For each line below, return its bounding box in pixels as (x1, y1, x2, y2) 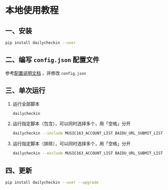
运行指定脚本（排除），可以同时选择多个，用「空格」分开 (12, 141, 131, 147)
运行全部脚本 (12, 101, 40, 107)
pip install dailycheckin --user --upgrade (5, 180, 99, 185)
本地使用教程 (5, 5, 59, 16)
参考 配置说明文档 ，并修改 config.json (5, 70, 86, 76)
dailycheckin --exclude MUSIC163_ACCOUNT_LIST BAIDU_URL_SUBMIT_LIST (12, 151, 163, 156)
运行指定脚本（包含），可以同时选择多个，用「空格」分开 (12, 120, 131, 127)
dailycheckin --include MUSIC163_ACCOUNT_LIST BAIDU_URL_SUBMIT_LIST (12, 131, 163, 136)
